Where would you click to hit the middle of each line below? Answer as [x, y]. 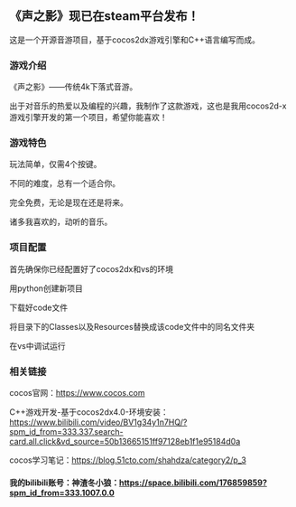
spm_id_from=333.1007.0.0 [62, 493]
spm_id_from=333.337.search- [66, 432]
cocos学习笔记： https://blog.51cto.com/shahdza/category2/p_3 [128, 460]
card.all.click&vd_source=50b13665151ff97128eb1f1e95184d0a [125, 441]
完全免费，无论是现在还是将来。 [69, 202]
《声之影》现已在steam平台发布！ [105, 16]
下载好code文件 [39, 307]
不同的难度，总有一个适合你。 [65, 183]
